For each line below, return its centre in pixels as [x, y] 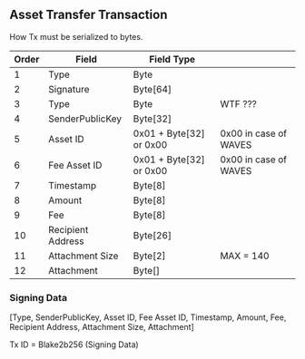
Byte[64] [152, 89]
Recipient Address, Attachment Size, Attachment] [102, 327]
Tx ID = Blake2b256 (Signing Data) [74, 344]
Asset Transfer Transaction [89, 15]
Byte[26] [152, 235]
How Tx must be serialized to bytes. [76, 36]
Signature [69, 89]
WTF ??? [238, 103]
